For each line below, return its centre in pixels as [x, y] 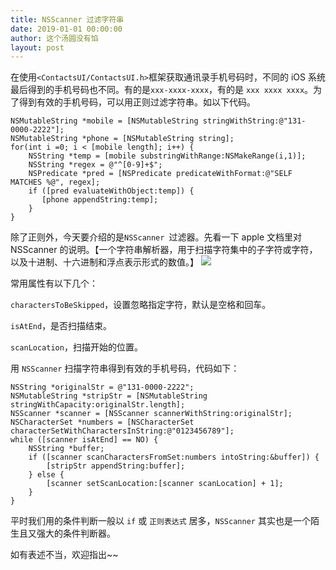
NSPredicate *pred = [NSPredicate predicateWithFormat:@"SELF [160, 174]
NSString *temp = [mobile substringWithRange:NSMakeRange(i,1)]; [167, 156]
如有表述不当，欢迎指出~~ [64, 555]
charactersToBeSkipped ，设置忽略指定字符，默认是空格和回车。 [141, 305]
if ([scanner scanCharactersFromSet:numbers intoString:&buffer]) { [174, 457]
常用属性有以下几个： [54, 283]
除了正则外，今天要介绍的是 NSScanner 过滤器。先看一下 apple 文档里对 [156, 237]
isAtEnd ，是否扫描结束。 [61, 326]
